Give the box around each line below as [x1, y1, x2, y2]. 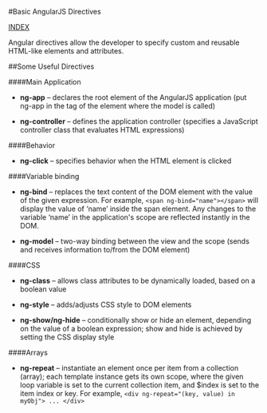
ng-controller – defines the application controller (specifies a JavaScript [19, 117, 258, 126]
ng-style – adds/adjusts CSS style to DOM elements [19, 300, 192, 309]
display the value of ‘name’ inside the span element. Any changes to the [19, 204, 257, 213]
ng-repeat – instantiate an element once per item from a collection [19, 363, 239, 372]
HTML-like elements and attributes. [8, 46, 124, 55]
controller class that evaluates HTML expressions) [19, 125, 185, 134]
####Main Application [8, 77, 81, 86]
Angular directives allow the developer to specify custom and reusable [8, 38, 241, 47]
